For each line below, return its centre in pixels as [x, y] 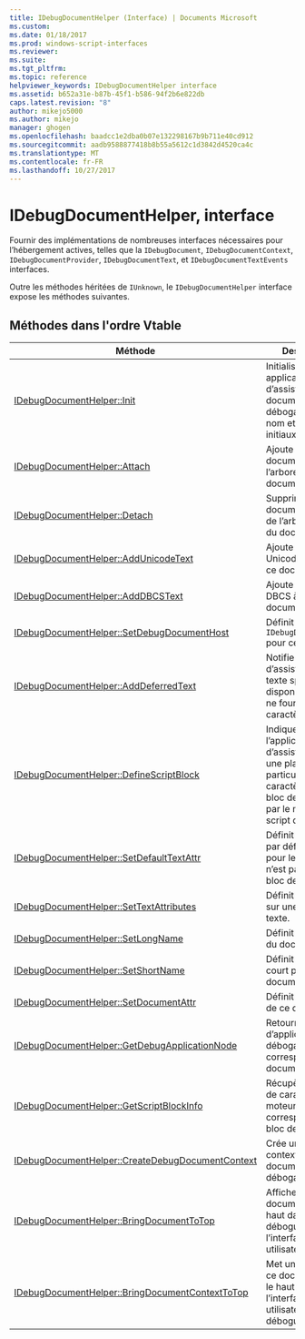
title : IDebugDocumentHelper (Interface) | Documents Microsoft [133, 18]
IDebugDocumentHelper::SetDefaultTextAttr [108, 858]
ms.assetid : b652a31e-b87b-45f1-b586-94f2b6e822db [107, 94]
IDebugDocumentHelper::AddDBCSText [98, 596]
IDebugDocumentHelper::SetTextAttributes [105, 907]
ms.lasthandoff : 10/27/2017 [63, 170]
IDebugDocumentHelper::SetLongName [98, 938]
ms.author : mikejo [44, 119]
